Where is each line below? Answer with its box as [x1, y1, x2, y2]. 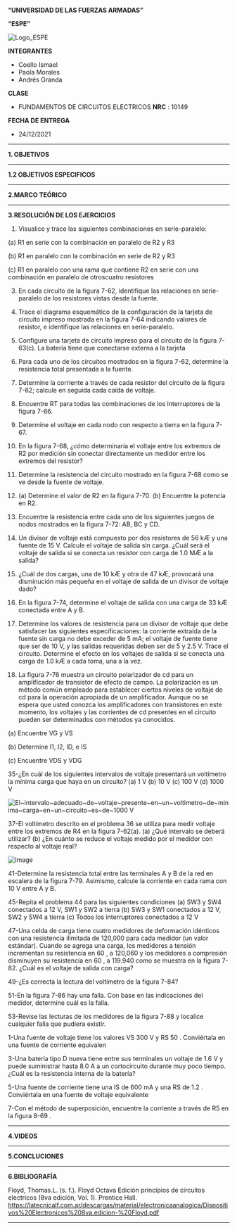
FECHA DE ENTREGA [8, 116, 70, 125]
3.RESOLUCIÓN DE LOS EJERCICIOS [8, 211, 115, 219]
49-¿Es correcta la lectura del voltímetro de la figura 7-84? [8, 977, 179, 986]
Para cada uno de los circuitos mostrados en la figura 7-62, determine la [18, 357, 229, 365]
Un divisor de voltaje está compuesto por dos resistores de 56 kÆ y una [18, 534, 228, 542]
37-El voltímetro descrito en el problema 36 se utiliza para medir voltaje [8, 820, 215, 828]
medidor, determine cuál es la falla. [8, 998, 110, 1007]
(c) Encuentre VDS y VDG [8, 756, 82, 764]
